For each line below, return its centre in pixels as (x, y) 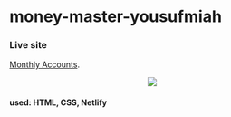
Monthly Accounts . (44, 64)
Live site (28, 45)
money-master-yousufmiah (115, 17)
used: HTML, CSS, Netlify (58, 102)
